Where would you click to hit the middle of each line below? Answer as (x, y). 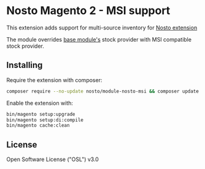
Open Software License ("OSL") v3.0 (53, 159)
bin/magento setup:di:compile (45, 120)
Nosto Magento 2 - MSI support (88, 11)
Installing (25, 65)
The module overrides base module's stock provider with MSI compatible (99, 39)
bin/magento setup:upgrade (41, 114)
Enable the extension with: (40, 103)
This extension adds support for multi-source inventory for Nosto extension (102, 28)
